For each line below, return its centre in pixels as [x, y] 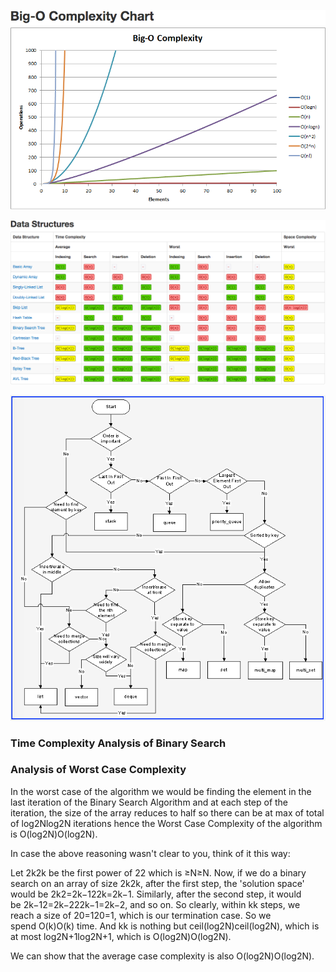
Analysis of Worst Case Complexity [98, 770]
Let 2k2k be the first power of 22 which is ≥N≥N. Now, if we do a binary [158, 872]
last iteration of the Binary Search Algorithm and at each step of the [149, 802]
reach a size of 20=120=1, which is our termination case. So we [141, 915]
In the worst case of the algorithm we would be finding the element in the [161, 791]
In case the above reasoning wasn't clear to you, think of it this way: [150, 853]
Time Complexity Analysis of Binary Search [118, 743]
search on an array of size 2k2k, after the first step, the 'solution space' [157, 883]
